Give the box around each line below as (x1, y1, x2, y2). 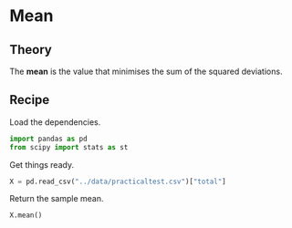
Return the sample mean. (9, 193, 104, 204)
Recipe (9, 92, 50, 108)
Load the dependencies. (9, 116, 101, 128)
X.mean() (9, 211, 43, 220)
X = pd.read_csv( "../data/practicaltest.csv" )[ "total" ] (9, 177, 226, 186)
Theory (9, 42, 53, 57)
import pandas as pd (9, 134, 89, 143)
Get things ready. (9, 159, 75, 170)
